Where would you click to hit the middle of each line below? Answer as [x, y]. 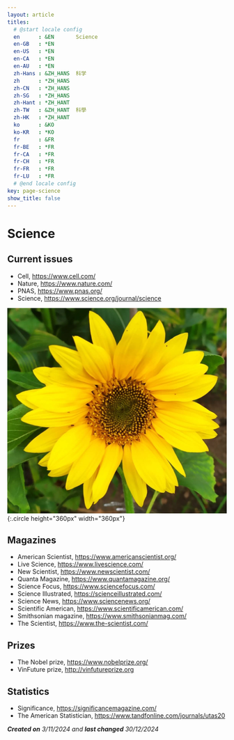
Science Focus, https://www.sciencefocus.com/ [86, 587]
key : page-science [34, 191]
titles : [18, 22]
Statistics [29, 692]
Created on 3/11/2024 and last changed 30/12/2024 [83, 729]
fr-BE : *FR [34, 147]
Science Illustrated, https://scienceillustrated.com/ [89, 594]
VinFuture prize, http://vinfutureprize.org [76, 670]
